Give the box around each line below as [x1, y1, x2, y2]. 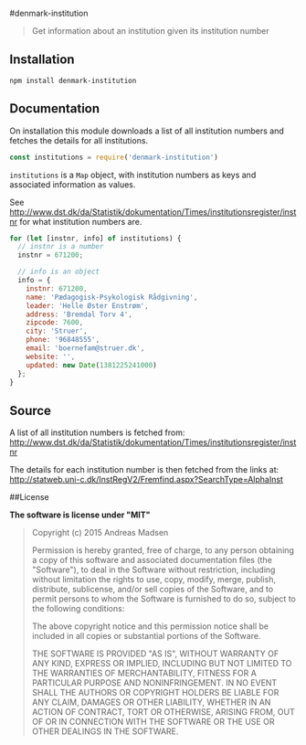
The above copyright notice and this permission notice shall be [31, 621, 269, 632]
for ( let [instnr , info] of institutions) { [9, 233, 182, 243]
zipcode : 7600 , [26, 318, 84, 327]
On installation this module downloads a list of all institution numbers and [9, 125, 285, 136]
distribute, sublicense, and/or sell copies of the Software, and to [31, 584, 274, 595]
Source [9, 402, 52, 419]
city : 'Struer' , [26, 326, 89, 336]
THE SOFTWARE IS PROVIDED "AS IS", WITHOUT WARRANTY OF [31, 648, 280, 659]
